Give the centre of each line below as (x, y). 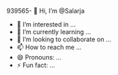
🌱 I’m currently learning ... (54, 32)
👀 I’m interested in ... (46, 24)
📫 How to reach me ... (49, 47)
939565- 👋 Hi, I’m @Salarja (46, 11)
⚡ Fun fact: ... (36, 65)
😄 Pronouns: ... (39, 57)
